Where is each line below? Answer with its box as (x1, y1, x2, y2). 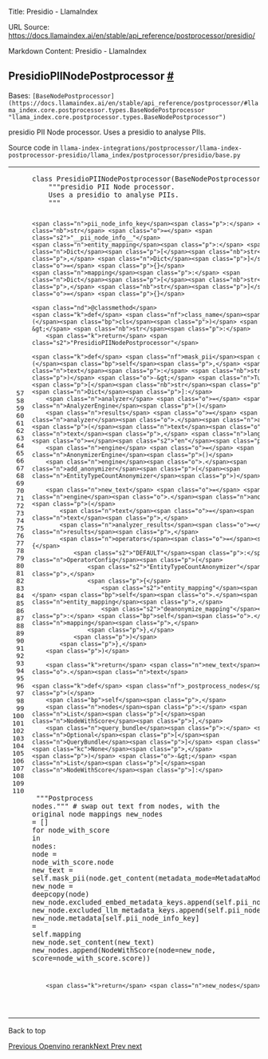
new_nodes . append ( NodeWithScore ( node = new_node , (31, 945, 216, 955)
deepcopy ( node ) (31, 889, 90, 899)
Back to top (8, 1026, 46, 1036)
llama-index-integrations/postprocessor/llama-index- (59, 144, 242, 152)
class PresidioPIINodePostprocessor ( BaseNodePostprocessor (31, 174, 261, 183)
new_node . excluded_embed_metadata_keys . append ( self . (31, 897, 237, 907)
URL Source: (8, 22, 50, 31)
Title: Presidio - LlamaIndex (8, 7, 98, 16)
